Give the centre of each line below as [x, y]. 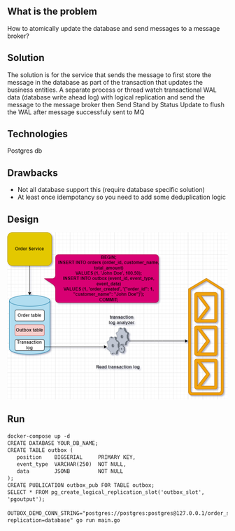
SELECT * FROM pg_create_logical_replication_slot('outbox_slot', [106, 492]
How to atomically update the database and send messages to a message [114, 28]
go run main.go [98, 520]
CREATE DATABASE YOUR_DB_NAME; [53, 443]
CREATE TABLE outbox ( [40, 450]
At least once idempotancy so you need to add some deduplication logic [121, 197]
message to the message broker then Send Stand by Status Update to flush [116, 104]
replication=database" [40, 520]
